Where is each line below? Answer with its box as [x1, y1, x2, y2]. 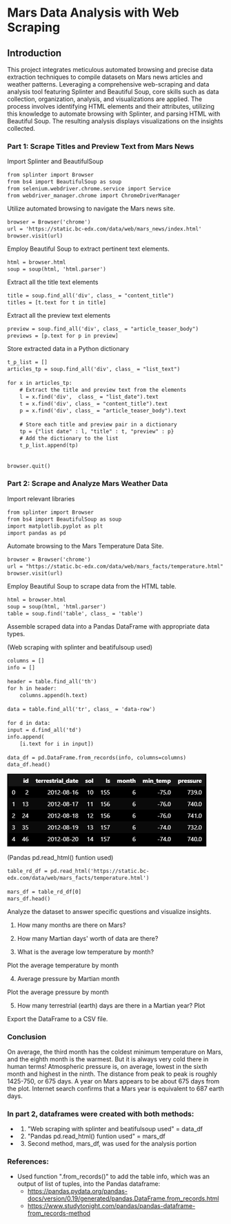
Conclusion [7, 1032, 47, 1041]
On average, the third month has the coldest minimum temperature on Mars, [7, 1047, 223, 1056]
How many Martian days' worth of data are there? [17, 934, 159, 942]
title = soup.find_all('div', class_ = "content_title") [7, 292, 174, 299]
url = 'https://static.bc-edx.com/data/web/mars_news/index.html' [7, 226, 202, 233]
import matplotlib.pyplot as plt [7, 523, 103, 530]
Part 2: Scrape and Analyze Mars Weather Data [7, 479, 168, 489]
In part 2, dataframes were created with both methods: [7, 1109, 194, 1119]
